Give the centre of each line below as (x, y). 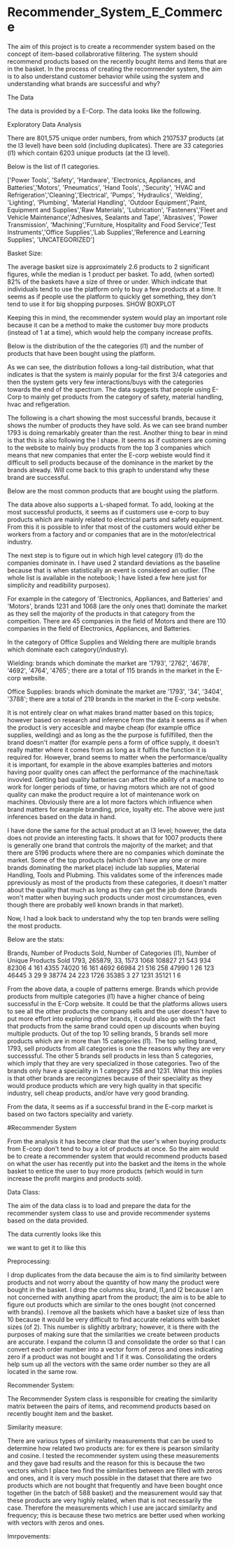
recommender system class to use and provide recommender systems (109, 1213)
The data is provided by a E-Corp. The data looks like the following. (104, 111)
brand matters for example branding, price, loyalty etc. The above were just (116, 809)
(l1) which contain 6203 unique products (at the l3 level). (88, 153)
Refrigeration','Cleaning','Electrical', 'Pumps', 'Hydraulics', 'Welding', (105, 195)
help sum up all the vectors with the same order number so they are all (109, 1364)
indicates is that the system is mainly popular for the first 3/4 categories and (117, 374)
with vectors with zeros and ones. (56, 1522)
